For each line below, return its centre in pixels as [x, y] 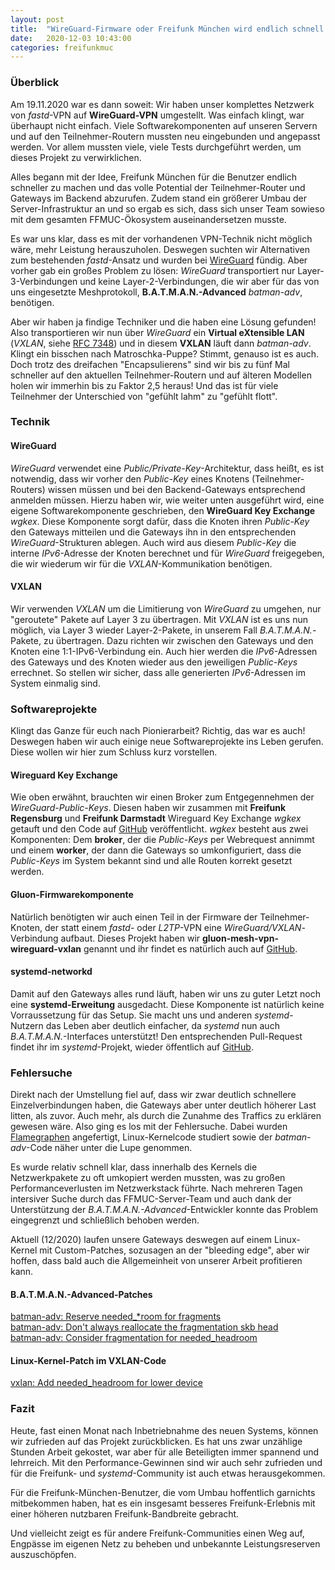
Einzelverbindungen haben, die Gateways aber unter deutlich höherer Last [163, 1105]
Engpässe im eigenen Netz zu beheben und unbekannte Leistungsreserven [165, 1543]
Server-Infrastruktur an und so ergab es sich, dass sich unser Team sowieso [167, 208]
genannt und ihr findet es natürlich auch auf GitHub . [190, 948]
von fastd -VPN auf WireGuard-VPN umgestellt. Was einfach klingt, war [157, 115]
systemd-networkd [51, 972]
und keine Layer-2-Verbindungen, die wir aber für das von [199, 281]
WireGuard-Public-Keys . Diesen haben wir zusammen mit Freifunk [148, 808]
